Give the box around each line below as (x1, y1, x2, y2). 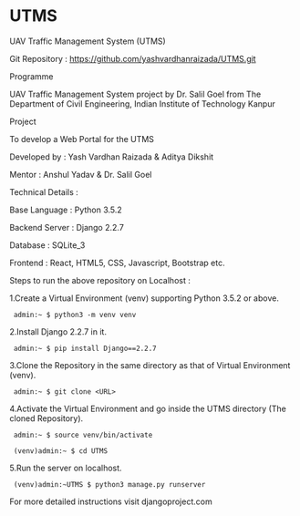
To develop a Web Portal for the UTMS (9, 133, 155, 144)
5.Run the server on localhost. (9, 462, 122, 473)
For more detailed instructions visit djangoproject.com (9, 496, 212, 507)
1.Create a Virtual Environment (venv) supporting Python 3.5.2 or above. (9, 293, 280, 304)
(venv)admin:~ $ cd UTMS (13, 446, 108, 456)
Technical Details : (9, 186, 79, 197)
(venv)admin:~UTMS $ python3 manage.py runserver (13, 480, 206, 489)
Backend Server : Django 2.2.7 (9, 222, 125, 232)
